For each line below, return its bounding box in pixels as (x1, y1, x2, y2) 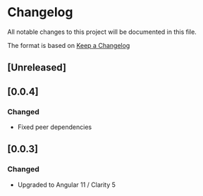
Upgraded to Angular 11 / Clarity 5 (17, 180, 116, 189)
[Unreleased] (7, 61, 67, 74)
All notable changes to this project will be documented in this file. (7, 27, 197, 36)
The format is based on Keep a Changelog (7, 41, 130, 49)
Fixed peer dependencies (17, 123, 92, 131)
